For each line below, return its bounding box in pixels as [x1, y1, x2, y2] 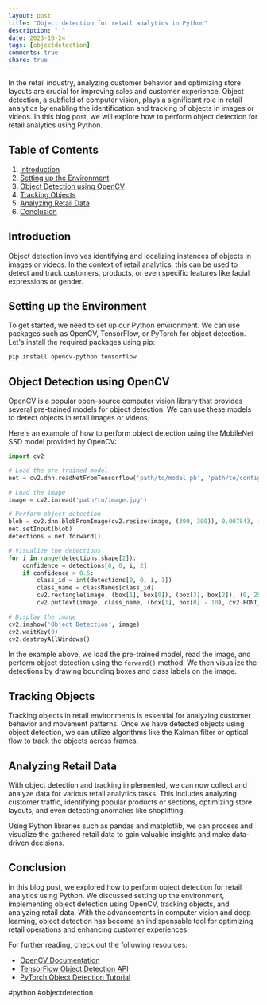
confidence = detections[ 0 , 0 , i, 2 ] [22, 561, 148, 569]
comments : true [8, 49, 59, 57]
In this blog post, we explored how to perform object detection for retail [8, 882, 242, 892]
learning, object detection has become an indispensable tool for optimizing [8, 916, 253, 925]
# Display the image [8, 612, 77, 621]
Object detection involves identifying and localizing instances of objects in [8, 251, 252, 260]
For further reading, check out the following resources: [8, 940, 188, 949]
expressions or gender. [8, 276, 84, 286]
